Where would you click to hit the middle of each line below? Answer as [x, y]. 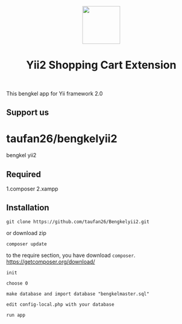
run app [16, 315]
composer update [27, 244]
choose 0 [17, 283]
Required [24, 174]
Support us [28, 113]
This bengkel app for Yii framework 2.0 [55, 93]
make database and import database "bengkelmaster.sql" [78, 294]
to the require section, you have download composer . [71, 255]
